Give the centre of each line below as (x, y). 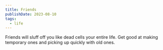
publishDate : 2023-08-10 (31, 14)
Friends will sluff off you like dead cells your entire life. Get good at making (81, 37)
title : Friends (21, 10)
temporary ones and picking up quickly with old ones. (60, 43)
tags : (11, 19)
